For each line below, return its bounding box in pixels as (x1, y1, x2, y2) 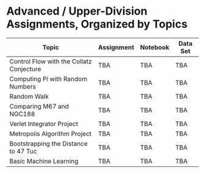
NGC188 (9, 110, 35, 118)
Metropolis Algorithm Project (9, 129, 92, 138)
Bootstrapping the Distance (9, 139, 88, 147)
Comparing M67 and (9, 102, 69, 110)
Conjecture (9, 65, 41, 73)
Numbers (9, 82, 37, 91)
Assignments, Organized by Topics (6, 17, 188, 31)
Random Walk (9, 92, 49, 101)
